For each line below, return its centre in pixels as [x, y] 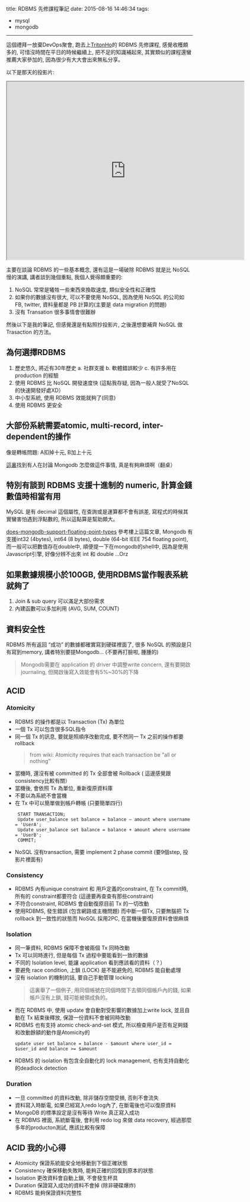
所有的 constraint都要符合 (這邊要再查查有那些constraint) [84, 896]
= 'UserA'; [28, 824]
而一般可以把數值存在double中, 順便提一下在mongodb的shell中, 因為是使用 [97, 547]
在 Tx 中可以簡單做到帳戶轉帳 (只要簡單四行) [68, 803]
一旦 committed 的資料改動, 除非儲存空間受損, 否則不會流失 [86, 1097]
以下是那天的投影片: [31, 72]
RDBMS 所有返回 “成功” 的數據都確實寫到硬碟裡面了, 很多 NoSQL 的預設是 [96, 645]
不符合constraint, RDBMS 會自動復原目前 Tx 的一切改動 [82, 904]
